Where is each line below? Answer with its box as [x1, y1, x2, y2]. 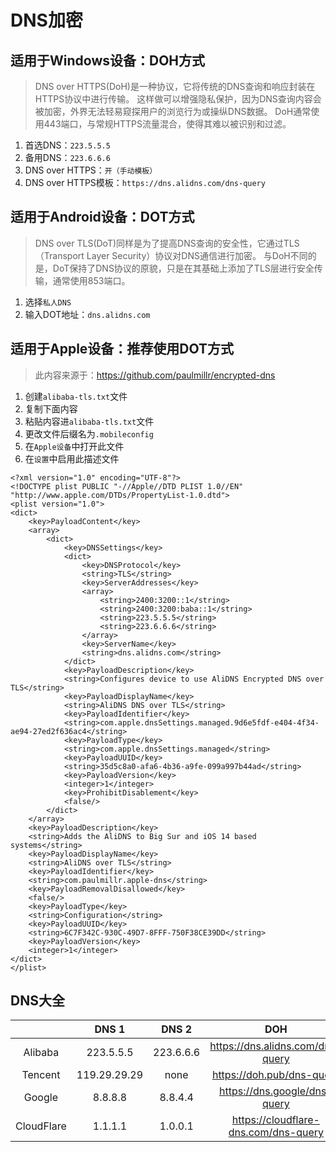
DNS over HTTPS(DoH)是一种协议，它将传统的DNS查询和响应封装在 [34, 81, 316, 92]
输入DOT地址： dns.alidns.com [24, 308, 151, 320]
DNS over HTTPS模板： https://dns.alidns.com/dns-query [24, 177, 266, 188]
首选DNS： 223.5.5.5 [24, 139, 111, 151]
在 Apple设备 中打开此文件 [24, 440, 125, 452]
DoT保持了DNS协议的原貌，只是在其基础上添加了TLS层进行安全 [52, 262, 315, 274]
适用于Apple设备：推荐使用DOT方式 [10, 341, 235, 358]
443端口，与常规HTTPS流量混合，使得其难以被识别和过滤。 [43, 118, 292, 130]
